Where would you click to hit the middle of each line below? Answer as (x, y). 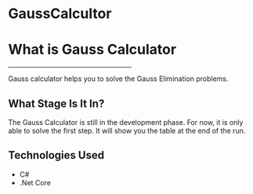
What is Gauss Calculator (92, 50)
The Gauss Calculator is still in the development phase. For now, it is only (126, 122)
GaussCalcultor (60, 14)
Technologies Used (56, 155)
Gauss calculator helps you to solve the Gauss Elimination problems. (118, 79)
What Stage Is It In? (56, 103)
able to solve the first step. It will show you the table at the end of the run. (127, 130)
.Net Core (35, 182)
